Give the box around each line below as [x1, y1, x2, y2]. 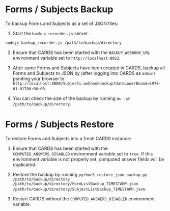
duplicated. [12, 162, 37, 168]
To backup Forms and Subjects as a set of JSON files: [5, 20, 119, 27]
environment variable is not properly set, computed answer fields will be [12, 156, 164, 162]
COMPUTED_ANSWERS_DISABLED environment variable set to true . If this [12, 150, 153, 156]
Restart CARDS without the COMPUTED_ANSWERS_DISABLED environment [12, 195, 155, 202]
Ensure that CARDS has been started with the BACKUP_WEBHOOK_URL [12, 49, 150, 56]
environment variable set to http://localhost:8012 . [12, 55, 121, 61]
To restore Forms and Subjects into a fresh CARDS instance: [5, 135, 131, 141]
